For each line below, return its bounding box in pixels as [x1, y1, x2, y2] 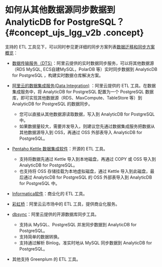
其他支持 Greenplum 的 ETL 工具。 [12, 256, 81, 262]
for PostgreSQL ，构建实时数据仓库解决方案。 [12, 72, 103, 78]
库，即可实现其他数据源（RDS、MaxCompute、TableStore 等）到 [12, 95, 143, 100]
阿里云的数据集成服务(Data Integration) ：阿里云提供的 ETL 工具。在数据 [12, 83, 156, 88]
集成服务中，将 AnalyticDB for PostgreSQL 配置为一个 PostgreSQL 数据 [12, 88, 154, 95]
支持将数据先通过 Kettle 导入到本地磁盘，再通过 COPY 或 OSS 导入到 [19, 156, 156, 162]
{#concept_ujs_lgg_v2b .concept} [5, 27, 144, 38]
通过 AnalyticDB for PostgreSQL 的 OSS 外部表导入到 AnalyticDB [23, 174, 152, 180]
